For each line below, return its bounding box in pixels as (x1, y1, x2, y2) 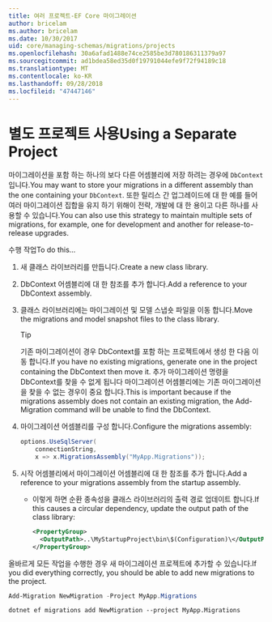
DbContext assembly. (19, 288, 92, 298)
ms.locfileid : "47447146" (8, 87, 96, 96)
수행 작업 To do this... (8, 245, 76, 255)
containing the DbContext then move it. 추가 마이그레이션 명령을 (19, 367, 229, 377)
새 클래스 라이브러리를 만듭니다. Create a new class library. (19, 262, 209, 272)
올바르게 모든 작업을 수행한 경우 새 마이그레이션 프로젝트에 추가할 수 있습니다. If (8, 558, 257, 568)
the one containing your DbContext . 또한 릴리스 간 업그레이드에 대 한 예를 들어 (8, 190, 258, 200)
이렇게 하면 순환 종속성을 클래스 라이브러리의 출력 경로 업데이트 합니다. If (32, 494, 260, 504)
